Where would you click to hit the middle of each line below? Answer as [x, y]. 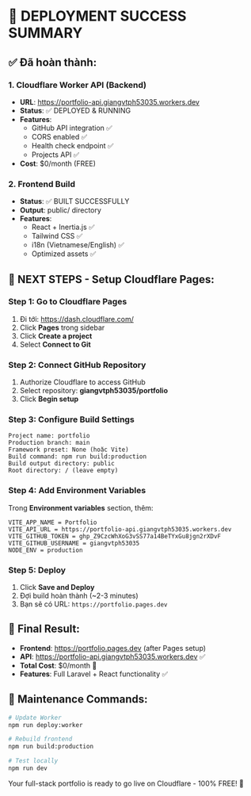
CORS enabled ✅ [59, 136]
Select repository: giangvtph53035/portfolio [94, 391]
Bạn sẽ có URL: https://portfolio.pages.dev [93, 604]
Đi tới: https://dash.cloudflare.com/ [77, 319]
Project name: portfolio [49, 436]
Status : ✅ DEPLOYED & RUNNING [75, 110]
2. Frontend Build [42, 184]
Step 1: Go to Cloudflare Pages [68, 302]
